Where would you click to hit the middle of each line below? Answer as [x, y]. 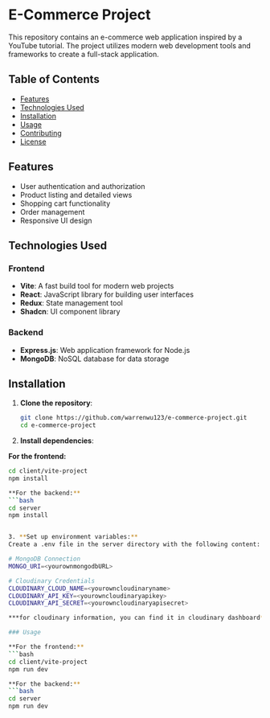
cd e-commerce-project [58, 425]
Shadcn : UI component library [70, 312]
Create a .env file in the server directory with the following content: [135, 544]
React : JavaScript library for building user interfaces [107, 294]
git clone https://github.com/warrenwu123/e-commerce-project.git [133, 418]
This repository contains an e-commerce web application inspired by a [125, 37]
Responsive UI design [56, 220]
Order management [52, 211]
